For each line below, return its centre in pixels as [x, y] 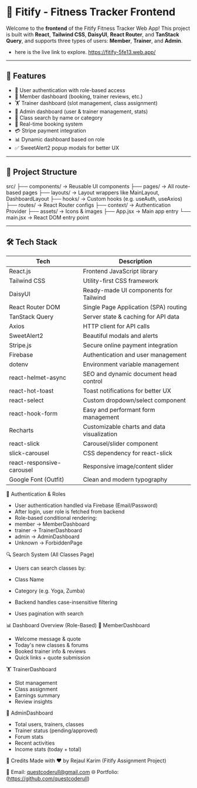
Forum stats [29, 737]
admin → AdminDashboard [47, 537]
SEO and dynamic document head [130, 374]
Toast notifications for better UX [127, 391]
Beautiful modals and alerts [120, 336]
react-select [26, 400]
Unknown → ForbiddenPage [49, 543]
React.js [20, 271]
